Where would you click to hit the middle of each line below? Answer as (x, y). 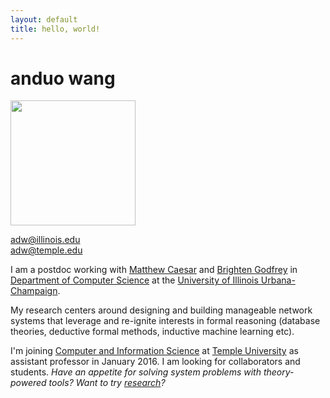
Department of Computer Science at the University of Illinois (134, 280)
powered (28, 383)
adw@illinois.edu (45, 240)
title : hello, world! (55, 29)
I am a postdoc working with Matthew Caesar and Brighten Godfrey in (154, 270)
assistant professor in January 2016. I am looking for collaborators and (155, 362)
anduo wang (63, 78)
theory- (279, 372)
